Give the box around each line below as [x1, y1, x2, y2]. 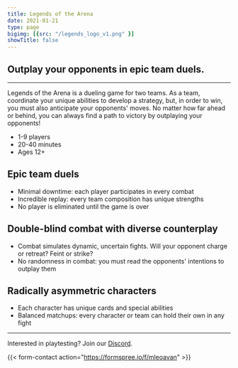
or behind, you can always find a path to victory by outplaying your [7, 111, 203, 119]
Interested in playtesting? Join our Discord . [7, 339, 133, 348]
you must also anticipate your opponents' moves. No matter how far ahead [7, 104, 225, 112]
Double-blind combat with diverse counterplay [7, 223, 218, 235]
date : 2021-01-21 [7, 17, 59, 24]
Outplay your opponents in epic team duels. [7, 63, 205, 75]
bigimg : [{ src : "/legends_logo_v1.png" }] [7, 30, 135, 38]
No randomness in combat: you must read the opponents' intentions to [17, 256, 225, 265]
